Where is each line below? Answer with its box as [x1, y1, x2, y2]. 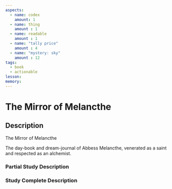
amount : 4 [14, 46, 38, 51]
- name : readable [10, 31, 47, 36]
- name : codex [10, 12, 40, 17]
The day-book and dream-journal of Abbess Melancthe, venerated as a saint [5, 144, 167, 151]
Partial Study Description [5, 163, 69, 170]
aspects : [5, 7, 24, 13]
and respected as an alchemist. [5, 150, 72, 156]
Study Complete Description [5, 177, 78, 184]
